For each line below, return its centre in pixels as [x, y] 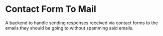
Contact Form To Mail [51, 9]
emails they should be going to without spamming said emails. [69, 28]
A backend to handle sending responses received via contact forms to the [81, 23]
